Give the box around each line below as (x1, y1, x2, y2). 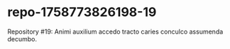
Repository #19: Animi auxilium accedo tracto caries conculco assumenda (7, 27, 224, 36)
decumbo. (7, 34, 38, 43)
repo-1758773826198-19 (7, 4, 157, 20)
